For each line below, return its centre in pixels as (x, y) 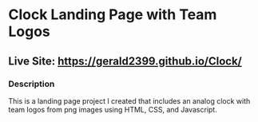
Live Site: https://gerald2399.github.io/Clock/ (125, 61)
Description (32, 84)
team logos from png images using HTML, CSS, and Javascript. (113, 109)
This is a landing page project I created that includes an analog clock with (129, 100)
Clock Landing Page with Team (113, 15)
